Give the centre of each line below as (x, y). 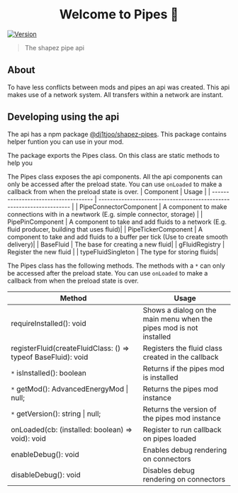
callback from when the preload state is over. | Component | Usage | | (109, 191)
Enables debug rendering (185, 450)
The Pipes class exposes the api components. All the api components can (115, 176)
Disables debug (169, 470)
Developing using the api (63, 117)
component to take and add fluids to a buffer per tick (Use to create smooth (118, 237)
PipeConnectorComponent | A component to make (153, 206)
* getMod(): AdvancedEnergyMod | (70, 389)
